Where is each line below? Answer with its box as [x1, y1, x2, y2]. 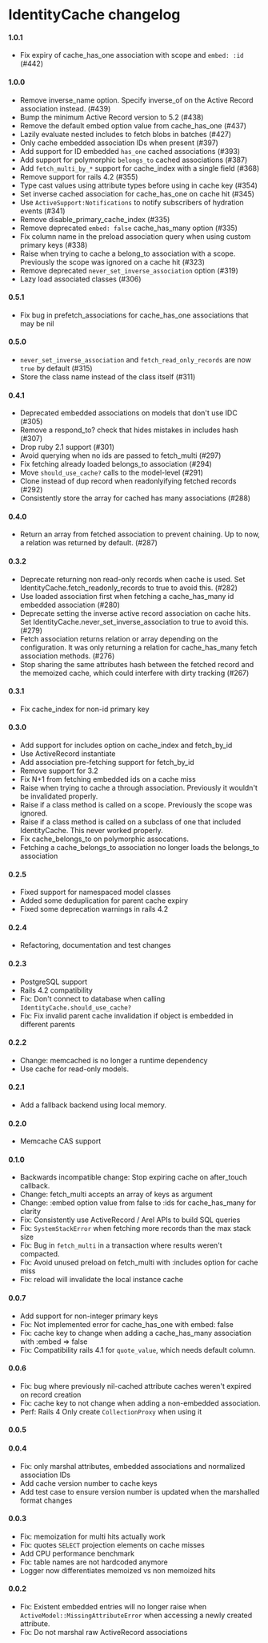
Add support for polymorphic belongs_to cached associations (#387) [19, 155, 248, 164]
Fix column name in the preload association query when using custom [19, 231, 251, 241]
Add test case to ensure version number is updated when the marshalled [19, 1487, 260, 1496]
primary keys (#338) [19, 240, 88, 249]
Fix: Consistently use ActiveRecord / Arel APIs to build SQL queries [19, 1215, 241, 1224]
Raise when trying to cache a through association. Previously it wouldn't [19, 783, 258, 793]
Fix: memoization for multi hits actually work [19, 1532, 166, 1541]
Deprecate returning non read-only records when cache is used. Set [19, 574, 246, 584]
